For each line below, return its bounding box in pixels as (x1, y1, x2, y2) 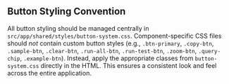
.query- (198, 48, 221, 55)
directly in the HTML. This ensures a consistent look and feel (40, 61, 217, 69)
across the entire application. (7, 69, 92, 77)
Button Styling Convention (7, 6, 126, 17)
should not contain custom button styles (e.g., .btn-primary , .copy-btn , (7, 38, 214, 48)
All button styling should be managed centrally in (7, 24, 149, 32)
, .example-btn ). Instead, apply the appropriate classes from (20, 54, 194, 62)
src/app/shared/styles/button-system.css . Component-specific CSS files (7, 31, 222, 40)
